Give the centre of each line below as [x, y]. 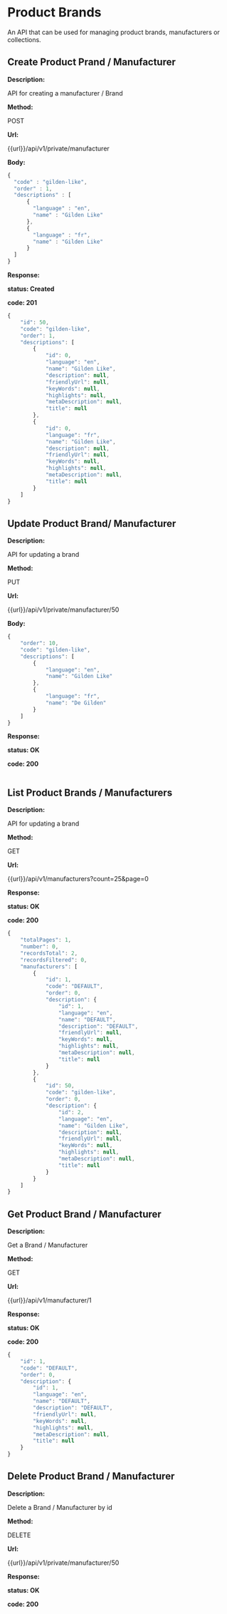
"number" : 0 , [39, 947]
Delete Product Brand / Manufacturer [91, 1476]
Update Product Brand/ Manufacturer [92, 524]
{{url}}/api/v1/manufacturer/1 [49, 1300]
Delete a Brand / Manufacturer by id [60, 1507]
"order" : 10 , [39, 643]
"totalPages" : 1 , [46, 940]
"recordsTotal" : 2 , [49, 953]
